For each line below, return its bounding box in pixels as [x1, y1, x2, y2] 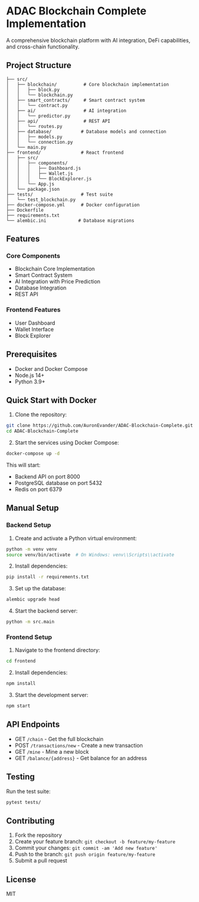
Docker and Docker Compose [14, 365, 88, 372]
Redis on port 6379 [14, 486, 63, 493]
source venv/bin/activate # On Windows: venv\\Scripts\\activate [6, 551, 175, 557]
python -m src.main [6, 619, 55, 625]
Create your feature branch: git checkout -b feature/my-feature [14, 838, 176, 845]
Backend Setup [6, 521, 52, 529]
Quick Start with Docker [6, 395, 97, 405]
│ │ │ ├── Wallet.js [6, 170, 73, 176]
